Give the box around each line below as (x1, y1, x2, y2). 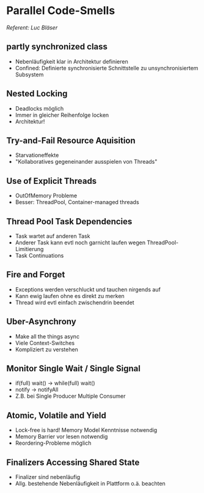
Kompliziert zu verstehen (15, 346, 78, 353)
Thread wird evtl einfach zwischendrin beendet (15, 299, 134, 306)
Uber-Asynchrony (6, 316, 76, 327)
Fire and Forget (6, 269, 65, 280)
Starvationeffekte (15, 152, 59, 159)
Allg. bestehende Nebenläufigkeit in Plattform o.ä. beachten (15, 480, 166, 488)
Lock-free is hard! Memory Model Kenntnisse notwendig (15, 426, 158, 434)
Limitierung (15, 246, 44, 252)
